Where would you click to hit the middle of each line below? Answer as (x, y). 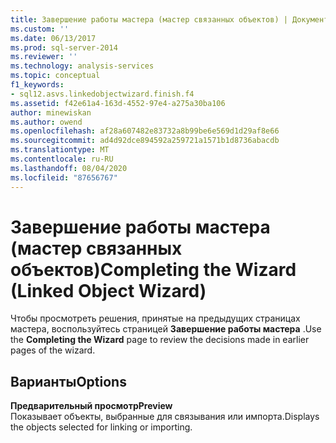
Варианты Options (68, 381)
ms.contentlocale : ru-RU (62, 159)
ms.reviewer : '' (44, 57)
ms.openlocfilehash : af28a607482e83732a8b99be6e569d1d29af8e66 (145, 131)
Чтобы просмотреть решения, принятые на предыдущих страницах (155, 318)
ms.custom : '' (40, 29)
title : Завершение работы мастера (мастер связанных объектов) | (149, 19)
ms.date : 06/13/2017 (53, 38)
